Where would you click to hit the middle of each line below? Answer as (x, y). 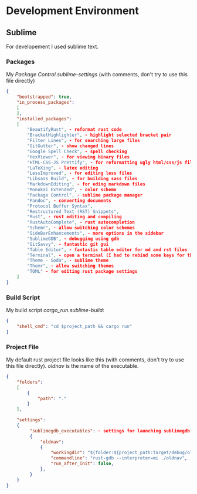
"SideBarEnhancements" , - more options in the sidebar (96, 234)
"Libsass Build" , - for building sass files (82, 179)
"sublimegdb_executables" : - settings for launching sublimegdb (110, 431)
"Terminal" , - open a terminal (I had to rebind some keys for (106, 255)
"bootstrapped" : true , (44, 97)
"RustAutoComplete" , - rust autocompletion (81, 222)
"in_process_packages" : (46, 103)
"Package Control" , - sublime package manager (85, 195)
